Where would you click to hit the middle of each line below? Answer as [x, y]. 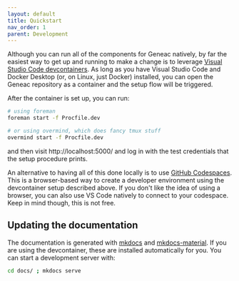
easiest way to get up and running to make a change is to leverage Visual [115, 62]
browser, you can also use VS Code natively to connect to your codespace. [118, 195]
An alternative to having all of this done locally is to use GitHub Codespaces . [120, 173]
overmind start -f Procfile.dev [55, 137]
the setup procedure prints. [47, 158]
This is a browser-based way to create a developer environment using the [116, 180]
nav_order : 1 [27, 27]
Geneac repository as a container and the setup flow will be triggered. [110, 85]
